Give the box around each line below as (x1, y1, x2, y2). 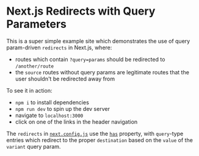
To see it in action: (6, 87, 52, 94)
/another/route (15, 63, 54, 69)
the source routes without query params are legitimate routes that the (15, 68, 189, 76)
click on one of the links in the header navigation (15, 118, 138, 126)
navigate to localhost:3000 (15, 112, 84, 119)
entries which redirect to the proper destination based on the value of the (6, 136, 194, 144)
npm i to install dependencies (15, 99, 90, 106)
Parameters (6, 17, 67, 31)
